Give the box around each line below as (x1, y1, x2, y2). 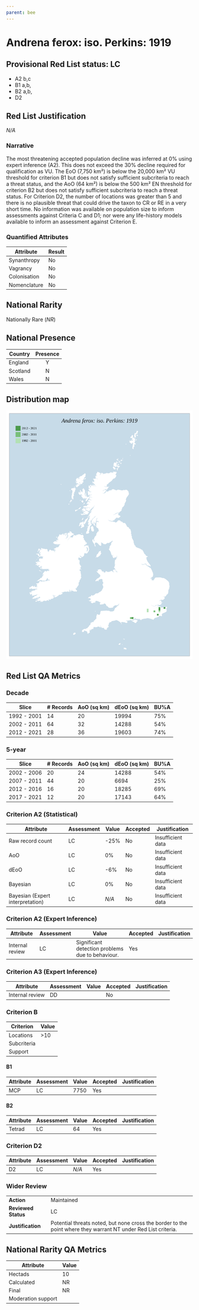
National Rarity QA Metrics (6, 1244, 107, 1254)
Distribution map (6, 394, 69, 404)
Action (8, 1197, 25, 1204)
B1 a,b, (14, 81, 31, 88)
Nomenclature (8, 281, 43, 289)
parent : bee (6, 9, 36, 15)
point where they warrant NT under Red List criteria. (50, 1225, 177, 1232)
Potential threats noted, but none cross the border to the (50, 1219, 188, 1226)
